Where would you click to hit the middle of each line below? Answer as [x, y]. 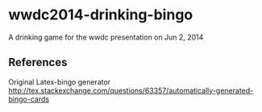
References [38, 62]
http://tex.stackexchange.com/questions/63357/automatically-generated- [131, 90]
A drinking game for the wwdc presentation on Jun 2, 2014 [106, 37]
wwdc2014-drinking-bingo [101, 15]
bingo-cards [29, 99]
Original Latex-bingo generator [60, 81]
